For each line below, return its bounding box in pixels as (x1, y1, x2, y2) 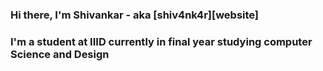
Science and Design (10, 47, 110, 61)
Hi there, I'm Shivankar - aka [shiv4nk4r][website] (10, 8, 260, 22)
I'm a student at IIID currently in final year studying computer (10, 34, 313, 48)
